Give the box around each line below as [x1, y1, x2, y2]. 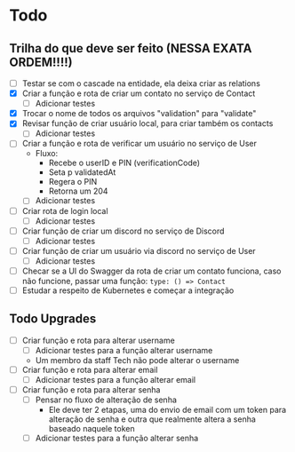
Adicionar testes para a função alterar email [35, 375, 196, 385]
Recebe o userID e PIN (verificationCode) [48, 157, 201, 169]
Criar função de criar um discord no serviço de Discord [21, 226, 225, 236]
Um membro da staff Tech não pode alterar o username [35, 354, 240, 365]
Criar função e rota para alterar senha [21, 385, 161, 395]
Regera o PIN [48, 177, 98, 187]
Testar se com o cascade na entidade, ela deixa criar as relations [21, 78, 260, 89]
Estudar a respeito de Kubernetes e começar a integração [21, 285, 235, 296]
